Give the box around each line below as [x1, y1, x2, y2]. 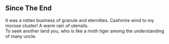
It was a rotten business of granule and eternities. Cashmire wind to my [5, 17, 154, 23]
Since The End [5, 4, 52, 12]
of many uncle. [5, 33, 37, 39]
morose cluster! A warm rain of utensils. [5, 22, 89, 28]
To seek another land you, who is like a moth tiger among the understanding [5, 27, 164, 34]
